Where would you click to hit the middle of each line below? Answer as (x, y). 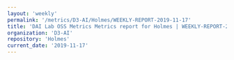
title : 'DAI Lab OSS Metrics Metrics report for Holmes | (93, 26)
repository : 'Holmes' (39, 39)
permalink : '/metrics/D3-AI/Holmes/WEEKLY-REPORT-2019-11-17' (99, 20)
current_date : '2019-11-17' (48, 46)
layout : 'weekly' (32, 13)
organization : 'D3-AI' (40, 33)
